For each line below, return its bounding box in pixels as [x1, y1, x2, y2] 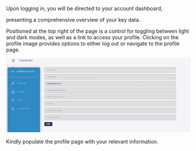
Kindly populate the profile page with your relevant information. [6, 138, 159, 145]
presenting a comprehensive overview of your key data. [6, 16, 140, 23]
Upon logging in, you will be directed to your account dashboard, [6, 5, 163, 12]
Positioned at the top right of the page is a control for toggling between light [6, 28, 189, 35]
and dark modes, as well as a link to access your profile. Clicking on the [6, 34, 179, 40]
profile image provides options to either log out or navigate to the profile [6, 40, 180, 47]
